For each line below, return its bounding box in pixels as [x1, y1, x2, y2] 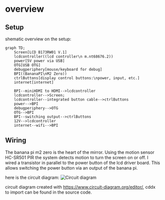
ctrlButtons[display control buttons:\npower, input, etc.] [14, 76, 140, 81]
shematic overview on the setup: [5, 36, 71, 42]
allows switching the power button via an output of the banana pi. [5, 165, 138, 171]
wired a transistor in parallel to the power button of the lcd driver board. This [5, 160, 160, 166]
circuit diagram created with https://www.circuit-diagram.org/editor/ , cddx [5, 184, 156, 190]
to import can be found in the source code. [5, 189, 92, 195]
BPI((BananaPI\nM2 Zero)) [14, 71, 67, 76]
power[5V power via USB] [14, 58, 65, 63]
